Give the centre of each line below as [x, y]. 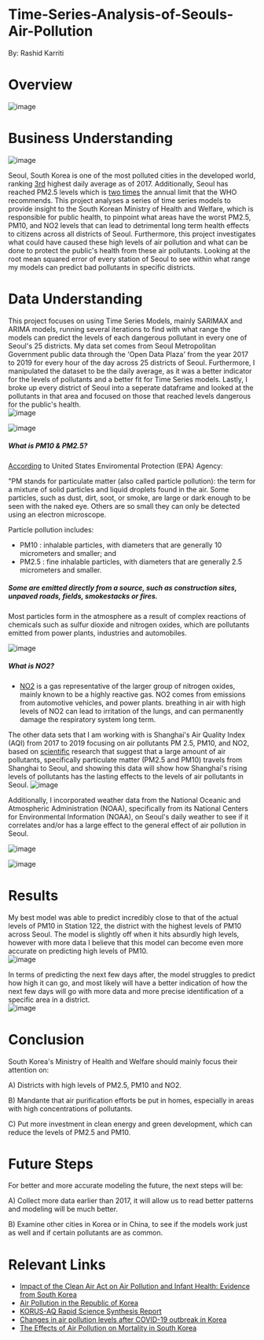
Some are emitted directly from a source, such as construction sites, [123, 588]
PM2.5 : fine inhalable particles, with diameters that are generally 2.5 [130, 561]
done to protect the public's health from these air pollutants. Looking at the [129, 250]
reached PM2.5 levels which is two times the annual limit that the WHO [123, 192]
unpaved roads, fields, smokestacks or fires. [83, 596]
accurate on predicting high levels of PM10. [78, 951]
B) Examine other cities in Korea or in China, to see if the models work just [128, 1224]
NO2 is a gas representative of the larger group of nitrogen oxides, [127, 686]
